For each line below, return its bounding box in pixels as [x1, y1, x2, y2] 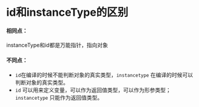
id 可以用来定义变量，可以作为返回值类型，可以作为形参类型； [15, 86, 172, 94]
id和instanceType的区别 [6, 5, 129, 19]
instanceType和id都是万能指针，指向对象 [6, 42, 108, 49]
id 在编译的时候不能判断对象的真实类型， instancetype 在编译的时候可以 [15, 71, 193, 79]
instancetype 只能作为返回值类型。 [15, 94, 103, 101]
